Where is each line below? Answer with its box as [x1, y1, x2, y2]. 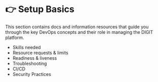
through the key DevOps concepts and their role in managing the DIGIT [5, 29, 153, 35]
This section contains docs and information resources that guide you [5, 23, 149, 30]
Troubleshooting [12, 60, 47, 66]
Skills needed [12, 44, 41, 50]
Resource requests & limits [12, 50, 68, 56]
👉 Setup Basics [5, 4, 74, 15]
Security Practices [12, 71, 52, 77]
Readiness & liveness [12, 55, 57, 61]
